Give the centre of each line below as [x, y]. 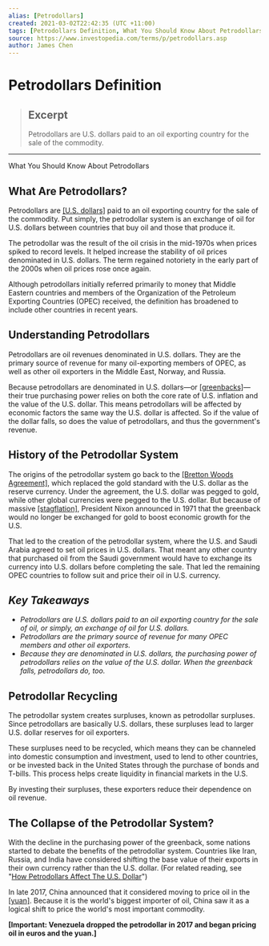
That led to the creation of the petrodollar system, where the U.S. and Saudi [133, 541]
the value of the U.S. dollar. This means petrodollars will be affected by [125, 404]
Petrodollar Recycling [63, 696]
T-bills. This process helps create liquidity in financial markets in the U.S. [128, 774]
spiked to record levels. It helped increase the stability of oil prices [118, 251]
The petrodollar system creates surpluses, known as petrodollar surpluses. [132, 716]
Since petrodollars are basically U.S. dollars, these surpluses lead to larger [131, 724]
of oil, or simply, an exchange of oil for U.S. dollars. [104, 628]
